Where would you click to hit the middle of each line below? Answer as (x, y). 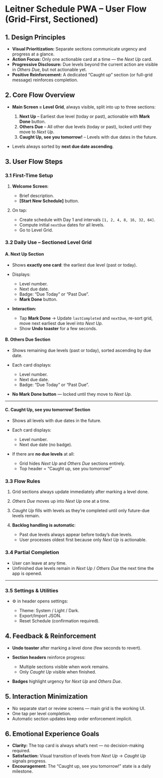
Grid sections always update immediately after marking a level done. (80, 492)
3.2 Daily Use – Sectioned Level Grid (49, 243)
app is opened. (27, 573)
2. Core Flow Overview (40, 95)
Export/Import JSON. (40, 616)
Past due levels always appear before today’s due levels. (76, 535)
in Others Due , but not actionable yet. (49, 70)
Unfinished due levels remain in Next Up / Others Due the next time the (83, 568)
